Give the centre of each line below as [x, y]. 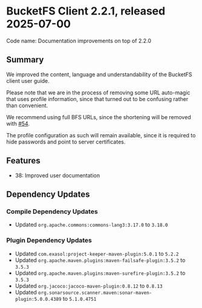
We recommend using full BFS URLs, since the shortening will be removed [99, 117]
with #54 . [18, 123]
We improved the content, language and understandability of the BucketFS [99, 74]
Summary [25, 60]
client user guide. [28, 80]
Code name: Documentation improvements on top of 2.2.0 [79, 41]
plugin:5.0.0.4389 [38, 299]
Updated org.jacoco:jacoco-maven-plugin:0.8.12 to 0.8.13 [89, 286]
